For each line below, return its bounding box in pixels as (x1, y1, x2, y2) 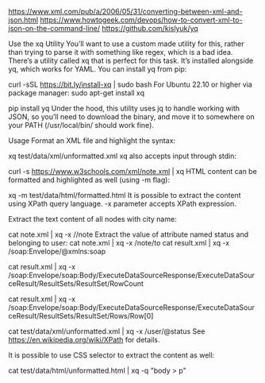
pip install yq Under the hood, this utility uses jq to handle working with (8, 103, 240, 113)
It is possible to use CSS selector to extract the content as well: (8, 350, 215, 360)
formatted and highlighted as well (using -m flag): (8, 175, 171, 184)
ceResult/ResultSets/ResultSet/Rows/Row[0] (8, 311, 154, 320)
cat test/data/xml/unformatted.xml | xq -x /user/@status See (8, 327, 205, 336)
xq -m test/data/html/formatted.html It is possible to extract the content (8, 191, 241, 199)
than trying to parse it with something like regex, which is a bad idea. (8, 48, 233, 56)
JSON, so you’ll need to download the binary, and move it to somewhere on (8, 112, 255, 122)
